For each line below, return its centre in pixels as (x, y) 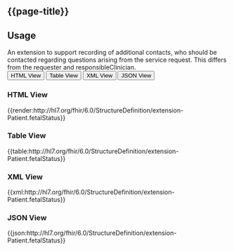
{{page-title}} (38, 12)
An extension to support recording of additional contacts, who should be (112, 53)
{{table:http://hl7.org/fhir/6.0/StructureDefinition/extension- (93, 151)
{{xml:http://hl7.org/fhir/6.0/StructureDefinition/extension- (91, 192)
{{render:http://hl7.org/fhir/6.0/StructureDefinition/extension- (96, 110)
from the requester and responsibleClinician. (72, 67)
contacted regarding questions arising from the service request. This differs (117, 60)
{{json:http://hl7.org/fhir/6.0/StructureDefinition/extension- (92, 233)
